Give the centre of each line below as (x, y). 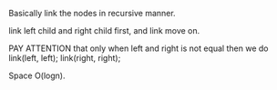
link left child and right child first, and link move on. (104, 30)
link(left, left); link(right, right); (65, 58)
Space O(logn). (37, 75)
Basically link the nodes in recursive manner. (92, 13)
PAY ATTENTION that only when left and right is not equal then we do (138, 48)
